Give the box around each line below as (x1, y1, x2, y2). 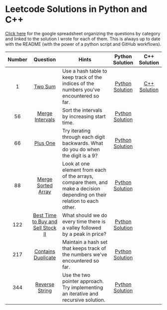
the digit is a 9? (62, 152, 98, 159)
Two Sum (34, 83, 56, 90)
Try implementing (62, 284, 103, 291)
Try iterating (62, 127, 91, 134)
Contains (34, 248, 56, 255)
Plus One (34, 139, 56, 146)
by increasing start (62, 113, 106, 120)
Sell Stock (33, 224, 57, 231)
